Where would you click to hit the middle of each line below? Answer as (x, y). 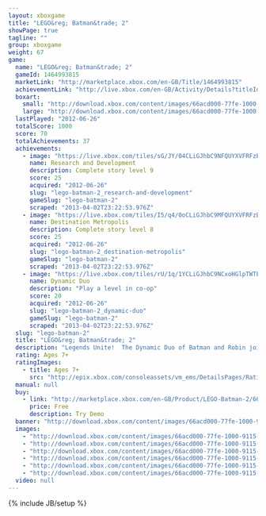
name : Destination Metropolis (79, 222)
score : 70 (31, 133)
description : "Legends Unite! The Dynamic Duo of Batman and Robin (131, 348)
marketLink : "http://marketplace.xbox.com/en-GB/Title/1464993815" (129, 82)
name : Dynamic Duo (59, 281)
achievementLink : (44, 89)
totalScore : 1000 (44, 126)
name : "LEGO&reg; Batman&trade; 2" (74, 67)
